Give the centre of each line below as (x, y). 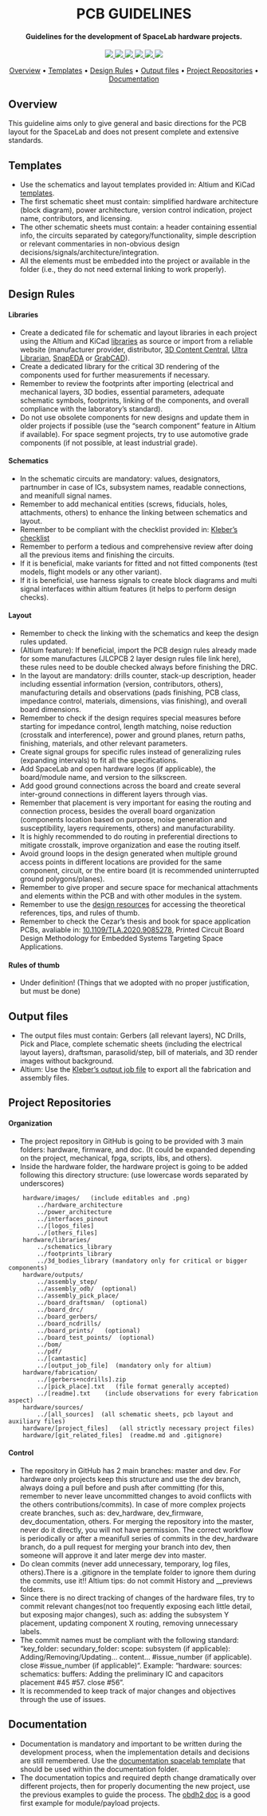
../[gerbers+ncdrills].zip (82, 1379)
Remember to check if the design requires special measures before (130, 718)
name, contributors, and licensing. (76, 219)
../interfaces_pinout (73, 1219)
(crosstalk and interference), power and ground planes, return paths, (132, 735)
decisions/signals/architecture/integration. (89, 253)
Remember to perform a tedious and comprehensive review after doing (136, 546)
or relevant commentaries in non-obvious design (100, 244)
